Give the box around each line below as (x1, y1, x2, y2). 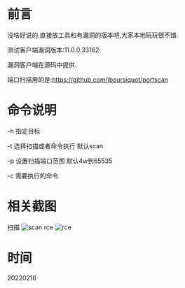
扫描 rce (7, 223, 54, 231)
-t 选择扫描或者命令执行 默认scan (7, 141, 104, 150)
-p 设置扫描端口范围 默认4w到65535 (7, 157, 113, 165)
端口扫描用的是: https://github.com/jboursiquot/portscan (7, 75, 169, 84)
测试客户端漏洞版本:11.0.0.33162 (7, 45, 100, 54)
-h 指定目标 (7, 127, 41, 135)
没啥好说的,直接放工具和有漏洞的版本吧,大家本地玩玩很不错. (7, 31, 179, 39)
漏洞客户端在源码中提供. (7, 60, 77, 69)
